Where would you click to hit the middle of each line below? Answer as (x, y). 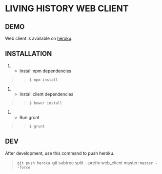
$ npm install (43, 80)
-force (24, 167)
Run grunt (30, 117)
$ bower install (46, 103)
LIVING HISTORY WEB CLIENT (67, 9)
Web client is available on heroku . (39, 38)
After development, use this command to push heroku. (60, 153)
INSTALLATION (29, 54)
